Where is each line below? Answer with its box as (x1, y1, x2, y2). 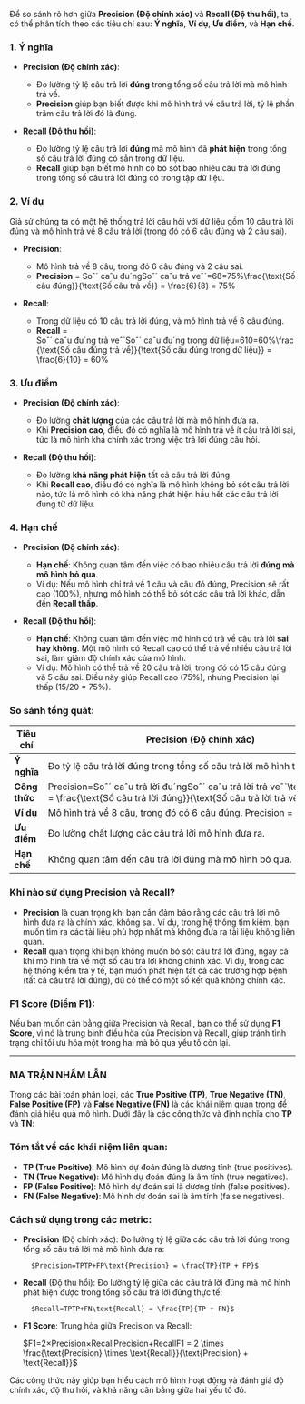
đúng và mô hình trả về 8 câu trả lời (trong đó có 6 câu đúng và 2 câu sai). (9, 226, 288, 236)
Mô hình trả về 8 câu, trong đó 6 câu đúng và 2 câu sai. (35, 260, 244, 272)
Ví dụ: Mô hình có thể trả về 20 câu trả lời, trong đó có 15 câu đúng (35, 662, 287, 673)
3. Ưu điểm (9, 376, 59, 389)
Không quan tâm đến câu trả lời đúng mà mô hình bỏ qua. (47, 853, 292, 866)
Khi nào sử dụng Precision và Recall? (9, 887, 175, 899)
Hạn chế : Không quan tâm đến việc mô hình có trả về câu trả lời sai (35, 633, 289, 645)
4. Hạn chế (9, 521, 58, 534)
